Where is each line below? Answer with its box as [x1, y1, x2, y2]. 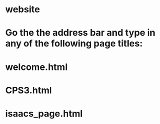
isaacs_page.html [5, 108, 83, 119]
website [5, 4, 40, 15]
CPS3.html [5, 84, 52, 96]
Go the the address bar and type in [5, 27, 155, 39]
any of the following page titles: [5, 38, 143, 49]
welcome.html [5, 61, 68, 72]
